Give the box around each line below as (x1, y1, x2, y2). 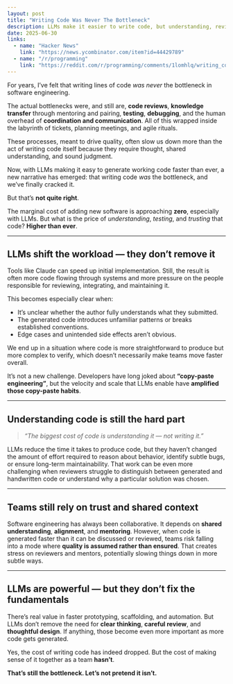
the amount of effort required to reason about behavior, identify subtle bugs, (7, 452, 225, 461)
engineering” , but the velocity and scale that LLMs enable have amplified (7, 379, 220, 388)
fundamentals (7, 594, 69, 606)
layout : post (7, 10, 45, 17)
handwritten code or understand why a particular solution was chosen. (7, 474, 209, 483)
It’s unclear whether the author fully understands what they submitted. (17, 308, 218, 316)
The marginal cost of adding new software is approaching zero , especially (7, 207, 220, 215)
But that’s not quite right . (7, 194, 80, 202)
